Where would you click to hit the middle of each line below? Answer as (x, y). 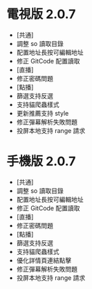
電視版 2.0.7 (41, 14)
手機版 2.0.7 (41, 162)
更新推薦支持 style (43, 113)
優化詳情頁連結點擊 (44, 260)
